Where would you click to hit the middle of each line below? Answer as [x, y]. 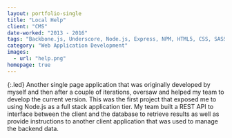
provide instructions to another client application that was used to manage [113, 121]
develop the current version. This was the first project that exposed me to [112, 99]
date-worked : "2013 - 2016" [48, 33]
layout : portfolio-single [44, 13]
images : [18, 52]
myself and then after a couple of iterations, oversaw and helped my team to [116, 92]
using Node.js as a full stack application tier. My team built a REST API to [110, 106]
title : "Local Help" [37, 20]
